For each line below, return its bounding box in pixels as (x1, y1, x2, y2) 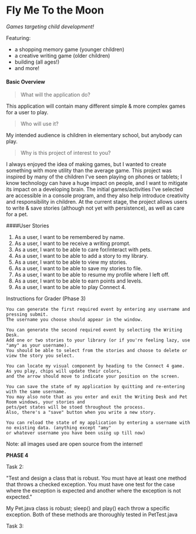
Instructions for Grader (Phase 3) (6, 295, 86, 302)
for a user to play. (6, 109, 49, 116)
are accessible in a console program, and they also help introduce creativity (6, 192, 190, 199)
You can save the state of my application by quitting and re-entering (6, 384, 185, 390)
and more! (14, 64, 40, 71)
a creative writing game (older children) (14, 52, 110, 59)
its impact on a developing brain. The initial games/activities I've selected (6, 186, 183, 193)
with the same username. (6, 389, 67, 395)
